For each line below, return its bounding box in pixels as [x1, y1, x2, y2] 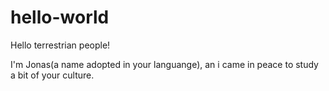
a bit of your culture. [10, 69, 95, 81]
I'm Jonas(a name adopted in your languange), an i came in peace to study [10, 58, 319, 70]
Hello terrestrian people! [10, 39, 111, 51]
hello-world [10, 6, 110, 29]
